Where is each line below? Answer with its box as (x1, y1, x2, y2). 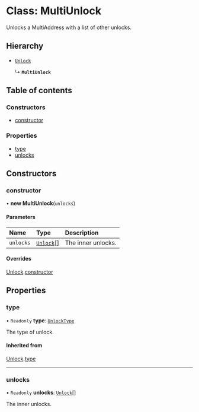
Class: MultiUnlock (6, 4, 102, 18)
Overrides (6, 255, 31, 262)
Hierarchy (6, 41, 44, 51)
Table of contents (6, 85, 72, 96)
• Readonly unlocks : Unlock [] (6, 389, 76, 396)
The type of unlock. (6, 328, 54, 335)
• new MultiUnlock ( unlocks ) (6, 200, 76, 207)
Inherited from (6, 342, 43, 349)
